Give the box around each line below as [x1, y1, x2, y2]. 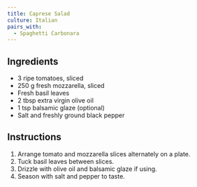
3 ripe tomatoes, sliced [17, 74, 84, 82]
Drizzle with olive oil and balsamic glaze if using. [17, 165, 157, 173]
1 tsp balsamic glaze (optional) [17, 104, 105, 112]
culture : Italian [7, 17, 58, 24]
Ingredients [7, 55, 59, 67]
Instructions [7, 131, 61, 143]
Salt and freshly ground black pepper [17, 111, 125, 119]
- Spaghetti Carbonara [13, 29, 80, 37]
